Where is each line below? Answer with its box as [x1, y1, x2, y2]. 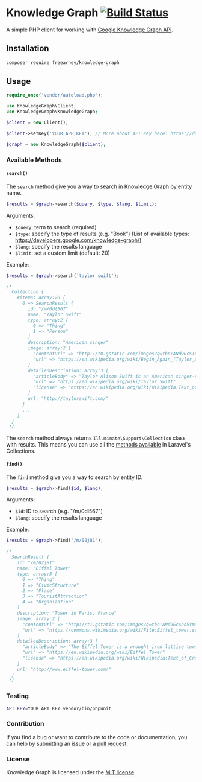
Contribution [6, 720, 44, 728]
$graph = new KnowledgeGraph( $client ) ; [6, 141, 106, 147]
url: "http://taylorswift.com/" [28, 396, 109, 402]
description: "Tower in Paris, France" [17, 610, 117, 616]
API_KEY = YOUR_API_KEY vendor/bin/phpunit [6, 705, 112, 711]
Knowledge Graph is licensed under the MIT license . [6, 769, 136, 776]
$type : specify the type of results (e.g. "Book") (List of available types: [14, 230, 189, 237]
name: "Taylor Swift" [28, 311, 82, 317]
